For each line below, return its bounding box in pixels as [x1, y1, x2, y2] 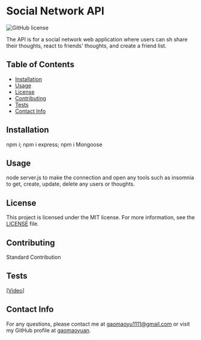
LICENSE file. [6, 220, 39, 228]
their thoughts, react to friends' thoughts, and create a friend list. [6, 42, 167, 49]
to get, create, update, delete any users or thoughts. [6, 180, 135, 187]
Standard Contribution [6, 253, 61, 261]
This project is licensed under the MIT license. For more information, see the [6, 214, 195, 221]
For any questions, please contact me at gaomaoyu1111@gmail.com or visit [6, 320, 190, 327]
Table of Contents [6, 59, 75, 70]
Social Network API [6, 4, 105, 18]
